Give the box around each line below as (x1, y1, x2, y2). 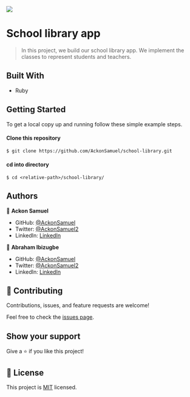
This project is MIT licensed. (6, 384, 77, 391)
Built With (6, 70, 44, 81)
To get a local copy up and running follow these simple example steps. (6, 120, 183, 127)
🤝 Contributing (6, 286, 63, 296)
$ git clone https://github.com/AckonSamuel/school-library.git (6, 148, 172, 154)
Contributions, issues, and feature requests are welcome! (6, 302, 150, 309)
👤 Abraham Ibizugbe (6, 243, 59, 251)
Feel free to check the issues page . (6, 313, 94, 321)
